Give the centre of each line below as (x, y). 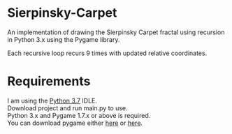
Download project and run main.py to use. (67, 108)
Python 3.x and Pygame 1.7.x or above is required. (79, 115)
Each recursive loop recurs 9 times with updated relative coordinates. (107, 53)
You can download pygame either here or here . (75, 123)
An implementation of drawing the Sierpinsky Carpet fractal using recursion (116, 32)
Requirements (49, 81)
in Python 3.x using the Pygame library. (64, 39)
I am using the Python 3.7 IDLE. (52, 100)
